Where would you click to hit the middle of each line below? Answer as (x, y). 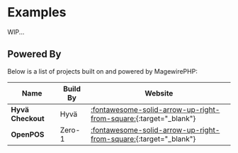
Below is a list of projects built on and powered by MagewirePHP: (103, 71)
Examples (37, 12)
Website (159, 93)
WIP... (16, 32)
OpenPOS (28, 134)
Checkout (28, 118)
